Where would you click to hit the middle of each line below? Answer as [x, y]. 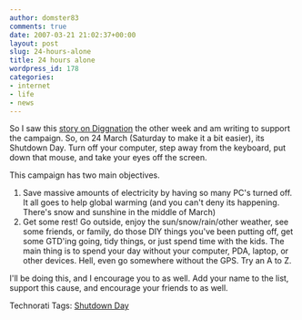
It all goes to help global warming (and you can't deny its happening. [151, 202]
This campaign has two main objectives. [85, 175]
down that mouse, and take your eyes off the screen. [108, 158]
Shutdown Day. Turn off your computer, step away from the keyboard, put [148, 148]
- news [22, 103]
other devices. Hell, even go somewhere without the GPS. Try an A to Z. [157, 261]
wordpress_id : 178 [44, 69]
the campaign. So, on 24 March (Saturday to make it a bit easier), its [137, 139]
